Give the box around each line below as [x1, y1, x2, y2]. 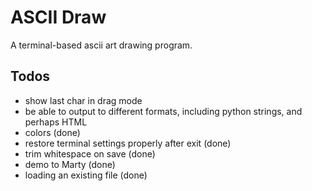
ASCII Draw [10, 6, 107, 29]
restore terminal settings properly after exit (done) [24, 137, 232, 149]
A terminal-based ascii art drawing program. [10, 39, 193, 51]
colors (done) [24, 126, 81, 138]
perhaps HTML [24, 116, 88, 128]
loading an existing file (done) [24, 169, 148, 181]
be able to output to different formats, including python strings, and [24, 105, 303, 117]
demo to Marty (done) [24, 158, 116, 170]
